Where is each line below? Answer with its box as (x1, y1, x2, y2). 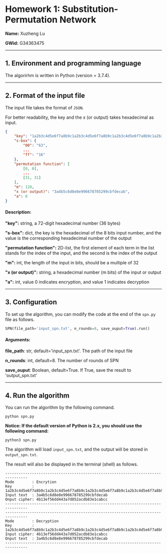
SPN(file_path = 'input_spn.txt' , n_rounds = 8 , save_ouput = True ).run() (5, 326, 150, 331)
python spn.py (5, 414, 35, 419)
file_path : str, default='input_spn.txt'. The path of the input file (5, 348, 133, 354)
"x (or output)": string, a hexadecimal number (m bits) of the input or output (5, 269, 162, 275)
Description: (5, 209, 31, 215)
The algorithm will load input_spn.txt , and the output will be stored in (5, 446, 148, 453)
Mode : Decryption (5, 519, 59, 524)
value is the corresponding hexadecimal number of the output (5, 235, 132, 241)
